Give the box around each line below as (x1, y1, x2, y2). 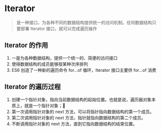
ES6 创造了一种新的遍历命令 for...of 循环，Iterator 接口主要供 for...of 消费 (11, 67, 157, 73)
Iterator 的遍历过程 (4, 83, 61, 91)
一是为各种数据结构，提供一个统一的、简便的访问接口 (11, 55, 118, 61)
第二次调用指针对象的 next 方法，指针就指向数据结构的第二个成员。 (11, 115, 146, 120)
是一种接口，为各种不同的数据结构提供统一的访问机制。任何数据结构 (16, 19, 152, 25)
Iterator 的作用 (4, 41, 48, 49)
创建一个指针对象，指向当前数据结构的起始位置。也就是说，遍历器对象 (11, 97, 152, 102)
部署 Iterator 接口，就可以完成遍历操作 (20, 25, 97, 32)
